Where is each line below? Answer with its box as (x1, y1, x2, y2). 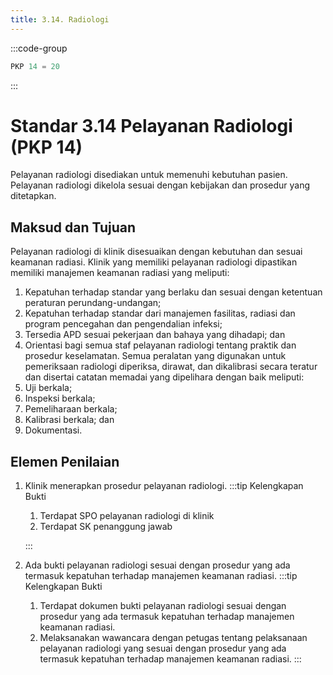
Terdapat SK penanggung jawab (39, 521, 173, 533)
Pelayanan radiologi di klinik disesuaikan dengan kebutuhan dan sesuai (10, 246, 303, 258)
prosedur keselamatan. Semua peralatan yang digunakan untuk (24, 350, 287, 362)
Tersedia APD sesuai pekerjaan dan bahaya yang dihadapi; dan (24, 329, 286, 341)
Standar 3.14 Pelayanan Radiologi (10, 114, 293, 137)
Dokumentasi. (24, 424, 83, 436)
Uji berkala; (24, 382, 73, 394)
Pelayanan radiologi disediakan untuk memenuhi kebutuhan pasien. (10, 169, 288, 181)
